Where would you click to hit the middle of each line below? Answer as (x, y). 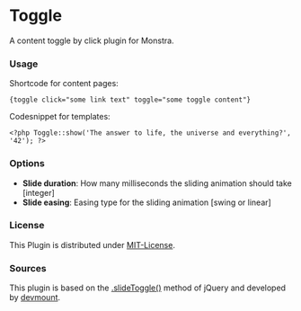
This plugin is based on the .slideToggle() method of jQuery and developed (147, 288)
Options (27, 164)
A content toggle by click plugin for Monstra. (92, 40)
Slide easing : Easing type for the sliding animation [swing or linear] (146, 202)
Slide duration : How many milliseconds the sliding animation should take (157, 183)
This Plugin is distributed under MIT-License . (92, 244)
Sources (28, 268)
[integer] (39, 192)
